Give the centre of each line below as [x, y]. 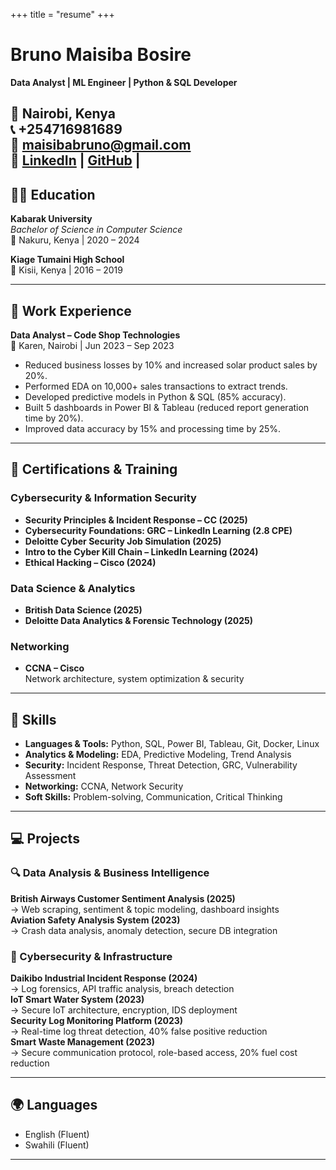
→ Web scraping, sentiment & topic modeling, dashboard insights [145, 909]
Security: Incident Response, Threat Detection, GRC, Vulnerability [161, 765]
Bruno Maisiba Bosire [101, 55]
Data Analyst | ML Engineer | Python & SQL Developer [124, 82]
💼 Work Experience [71, 310]
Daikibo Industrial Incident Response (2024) [104, 978]
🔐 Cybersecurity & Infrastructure [91, 956]
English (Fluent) [57, 1134]
